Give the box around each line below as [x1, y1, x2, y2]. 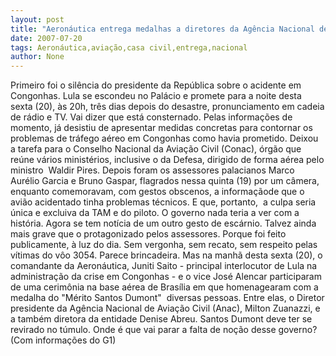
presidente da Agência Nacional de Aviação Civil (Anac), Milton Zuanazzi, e [10, 302, 321, 315]
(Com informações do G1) [10, 334, 117, 346]
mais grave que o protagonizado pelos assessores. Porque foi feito [10, 228, 287, 240]
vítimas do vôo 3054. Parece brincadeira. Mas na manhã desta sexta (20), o [10, 249, 323, 261]
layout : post [10, 14, 65, 25]
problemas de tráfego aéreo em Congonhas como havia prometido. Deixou [10, 132, 319, 145]
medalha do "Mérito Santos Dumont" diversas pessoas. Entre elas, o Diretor [10, 292, 325, 304]
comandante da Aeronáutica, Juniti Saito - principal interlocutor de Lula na [10, 260, 318, 272]
